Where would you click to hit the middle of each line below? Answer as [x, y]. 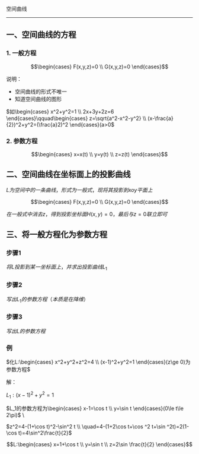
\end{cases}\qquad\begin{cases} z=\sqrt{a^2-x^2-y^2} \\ [76, 118]
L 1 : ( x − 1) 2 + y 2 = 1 [30, 395]
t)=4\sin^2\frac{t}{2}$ [45, 433]
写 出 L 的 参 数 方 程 [26, 331]
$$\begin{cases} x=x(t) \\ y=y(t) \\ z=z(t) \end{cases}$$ [99, 154]
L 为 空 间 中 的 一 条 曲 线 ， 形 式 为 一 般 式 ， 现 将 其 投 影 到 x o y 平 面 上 [79, 190]
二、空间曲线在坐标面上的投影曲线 [68, 174]
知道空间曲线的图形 [38, 99]
